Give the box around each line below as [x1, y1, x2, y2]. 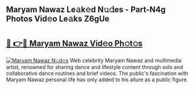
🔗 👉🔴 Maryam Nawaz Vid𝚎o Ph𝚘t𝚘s [6, 38, 143, 48]
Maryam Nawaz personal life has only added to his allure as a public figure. [6, 76, 188, 83]
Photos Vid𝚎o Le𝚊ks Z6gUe [6, 14, 110, 24]
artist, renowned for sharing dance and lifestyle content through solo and [6, 64, 183, 70]
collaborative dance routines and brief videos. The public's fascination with [6, 70, 189, 77]
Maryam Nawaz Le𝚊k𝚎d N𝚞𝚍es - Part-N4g [6, 5, 166, 15]
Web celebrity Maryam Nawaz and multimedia [69, 57, 182, 64]
